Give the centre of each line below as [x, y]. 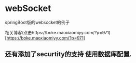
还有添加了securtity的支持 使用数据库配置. [68, 54]
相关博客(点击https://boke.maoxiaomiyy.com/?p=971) [58, 32]
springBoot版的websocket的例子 [37, 22]
